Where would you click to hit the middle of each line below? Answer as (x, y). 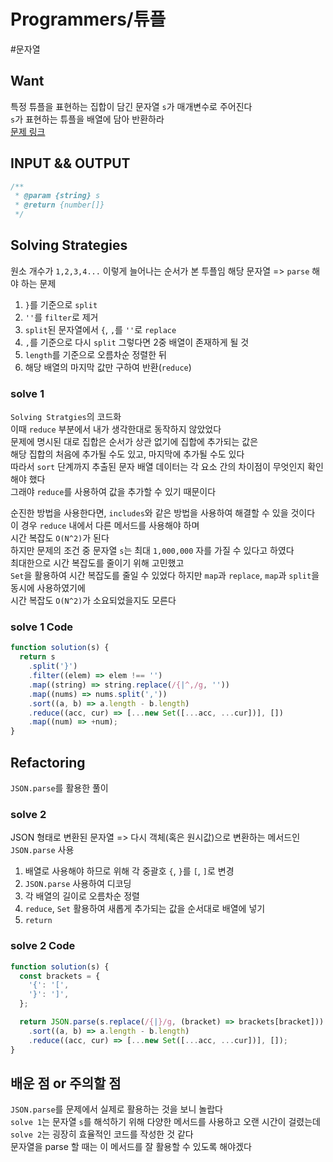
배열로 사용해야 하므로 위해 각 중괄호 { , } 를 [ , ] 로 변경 (129, 871)
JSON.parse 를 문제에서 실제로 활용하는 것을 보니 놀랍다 (116, 1109)
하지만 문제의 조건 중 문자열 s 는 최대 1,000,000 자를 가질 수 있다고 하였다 (152, 551)
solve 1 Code (42, 627)
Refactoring (48, 762)
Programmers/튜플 (88, 19)
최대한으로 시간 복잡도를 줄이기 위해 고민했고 (97, 563)
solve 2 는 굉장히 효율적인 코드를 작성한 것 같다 (102, 1134)
